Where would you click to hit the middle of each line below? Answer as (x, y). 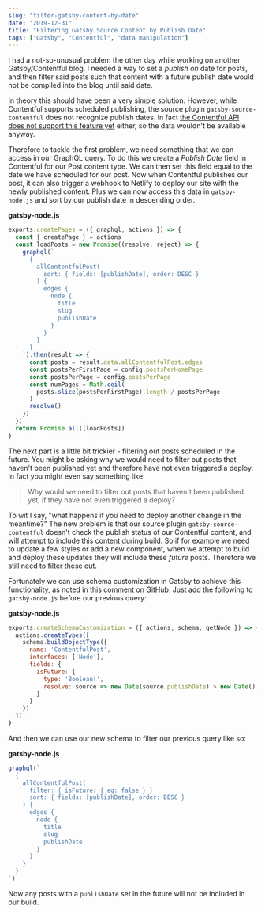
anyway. (22, 134)
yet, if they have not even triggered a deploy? (101, 500)
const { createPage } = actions (69, 237)
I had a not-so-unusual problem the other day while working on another (124, 60)
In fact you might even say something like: (77, 476)
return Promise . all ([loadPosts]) (70, 428)
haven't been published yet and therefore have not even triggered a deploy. (131, 468)
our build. (24, 902)
